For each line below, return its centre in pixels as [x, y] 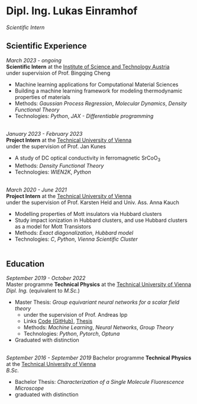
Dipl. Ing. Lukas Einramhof [72, 11]
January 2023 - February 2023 [44, 133]
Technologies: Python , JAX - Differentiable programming [84, 116]
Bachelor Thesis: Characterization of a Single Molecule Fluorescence [99, 382]
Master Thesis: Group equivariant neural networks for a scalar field [97, 302]
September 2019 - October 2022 [46, 278]
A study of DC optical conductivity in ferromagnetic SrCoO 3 [88, 158]
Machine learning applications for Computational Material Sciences [96, 84]
